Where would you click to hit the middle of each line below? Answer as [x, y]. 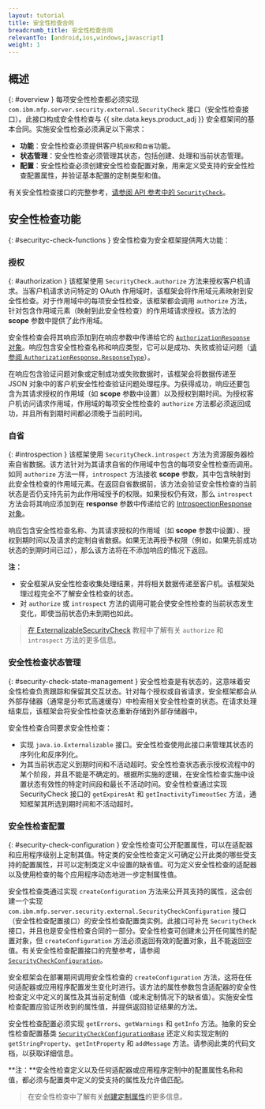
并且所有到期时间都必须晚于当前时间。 [84, 414]
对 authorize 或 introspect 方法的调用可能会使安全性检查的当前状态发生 [136, 603]
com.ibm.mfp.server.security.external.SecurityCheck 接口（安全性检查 [125, 109]
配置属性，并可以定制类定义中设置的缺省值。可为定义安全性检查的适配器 [139, 864]
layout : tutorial [37, 15]
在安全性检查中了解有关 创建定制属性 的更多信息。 [107, 1096]
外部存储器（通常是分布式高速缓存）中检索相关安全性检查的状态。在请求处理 [132, 701]
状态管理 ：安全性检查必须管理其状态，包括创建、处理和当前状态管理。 [134, 156]
